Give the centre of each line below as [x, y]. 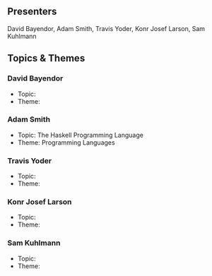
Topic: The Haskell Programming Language [80, 135]
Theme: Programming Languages [66, 142]
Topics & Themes [46, 58]
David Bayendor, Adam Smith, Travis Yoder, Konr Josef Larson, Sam [106, 28]
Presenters [32, 12]
